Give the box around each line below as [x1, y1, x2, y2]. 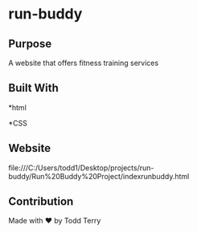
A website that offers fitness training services [8, 58, 159, 67]
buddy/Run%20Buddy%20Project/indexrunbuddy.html [8, 171, 190, 181]
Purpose [8, 37, 52, 51]
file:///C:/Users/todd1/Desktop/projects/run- [8, 162, 154, 173]
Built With [8, 81, 59, 95]
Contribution [8, 194, 74, 209]
